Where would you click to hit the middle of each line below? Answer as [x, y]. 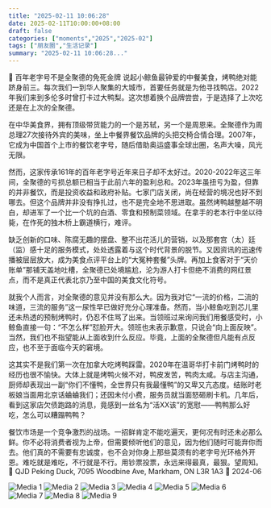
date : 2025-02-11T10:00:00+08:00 [65, 23]
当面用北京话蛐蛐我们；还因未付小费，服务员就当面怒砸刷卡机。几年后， [142, 395]
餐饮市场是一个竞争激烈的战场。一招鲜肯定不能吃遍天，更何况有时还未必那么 [135, 432]
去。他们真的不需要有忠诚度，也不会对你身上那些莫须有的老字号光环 [121, 452]
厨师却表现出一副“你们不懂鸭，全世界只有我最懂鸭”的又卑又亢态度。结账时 [132, 385]
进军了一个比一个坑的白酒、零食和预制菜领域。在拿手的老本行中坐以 [142, 212]
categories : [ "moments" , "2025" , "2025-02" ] [81, 38]
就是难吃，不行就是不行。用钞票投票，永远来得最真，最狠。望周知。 [149, 462]
